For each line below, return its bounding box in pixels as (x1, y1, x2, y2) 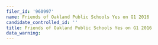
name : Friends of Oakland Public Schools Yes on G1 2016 (6, 14, 150, 20)
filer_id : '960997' (6, 8, 54, 15)
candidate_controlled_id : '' (6, 19, 78, 25)
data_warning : (6, 30, 41, 36)
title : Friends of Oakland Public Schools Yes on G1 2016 (6, 25, 152, 31)
